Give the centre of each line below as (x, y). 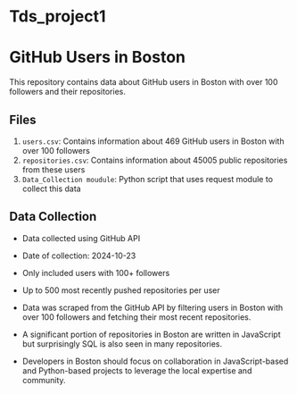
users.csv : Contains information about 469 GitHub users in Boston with (153, 141)
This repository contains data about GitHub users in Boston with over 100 (144, 82)
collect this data (52, 189)
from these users (54, 169)
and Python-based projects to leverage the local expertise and (137, 370)
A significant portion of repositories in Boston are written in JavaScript (151, 334)
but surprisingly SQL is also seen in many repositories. (122, 344)
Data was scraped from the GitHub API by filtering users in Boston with (153, 307)
